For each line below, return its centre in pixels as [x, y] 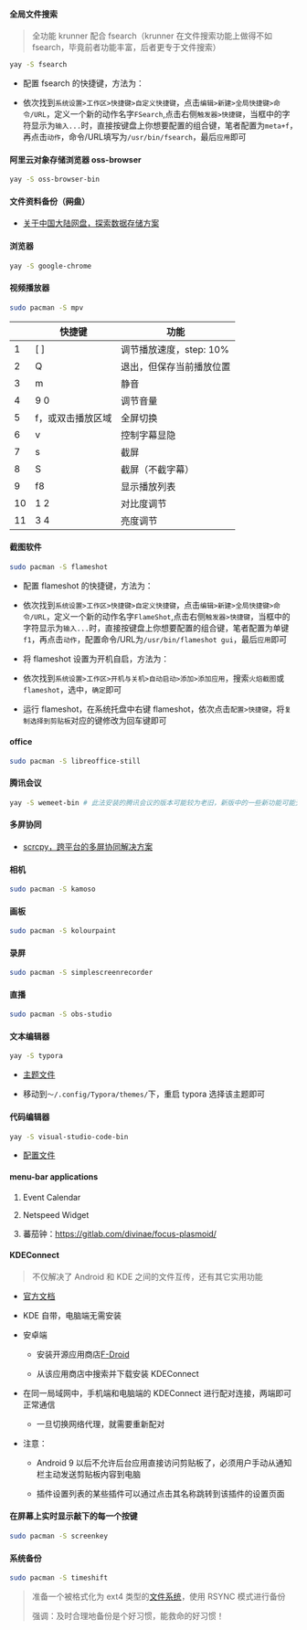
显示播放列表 [148, 486]
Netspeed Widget [56, 1214]
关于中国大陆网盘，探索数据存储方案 [91, 223]
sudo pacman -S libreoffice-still [75, 761]
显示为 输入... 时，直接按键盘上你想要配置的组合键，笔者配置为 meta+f [160, 126]
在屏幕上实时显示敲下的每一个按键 [74, 1516]
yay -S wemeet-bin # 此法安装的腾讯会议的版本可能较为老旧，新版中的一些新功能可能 [152, 803]
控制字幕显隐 [148, 435]
